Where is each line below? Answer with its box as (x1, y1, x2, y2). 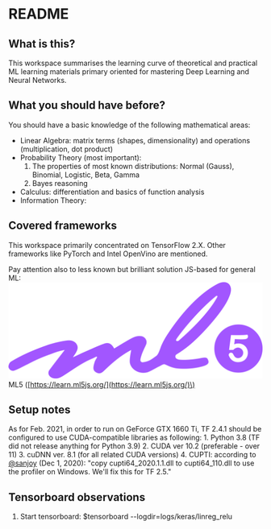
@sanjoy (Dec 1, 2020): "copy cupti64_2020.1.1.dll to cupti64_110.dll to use (8, 458, 255, 468)
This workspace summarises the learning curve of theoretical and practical (8, 58, 258, 68)
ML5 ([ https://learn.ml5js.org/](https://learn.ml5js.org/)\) (8, 379, 195, 389)
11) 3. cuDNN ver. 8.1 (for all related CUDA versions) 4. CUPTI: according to (8, 450, 256, 460)
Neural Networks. (8, 76, 67, 85)
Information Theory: (19, 195, 87, 205)
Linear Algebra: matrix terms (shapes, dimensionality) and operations (19, 135, 251, 145)
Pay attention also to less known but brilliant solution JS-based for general (8, 264, 256, 274)
